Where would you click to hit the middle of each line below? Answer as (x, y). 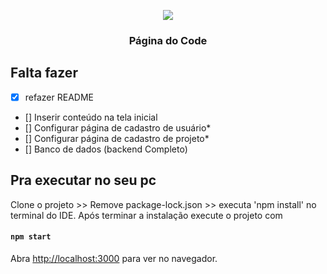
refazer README (59, 97)
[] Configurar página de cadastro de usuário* (118, 127)
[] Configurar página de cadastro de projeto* (117, 138)
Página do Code (168, 40)
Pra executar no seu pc (83, 180)
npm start (31, 237)
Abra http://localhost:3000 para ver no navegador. (114, 258)
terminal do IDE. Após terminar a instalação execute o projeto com (146, 215)
